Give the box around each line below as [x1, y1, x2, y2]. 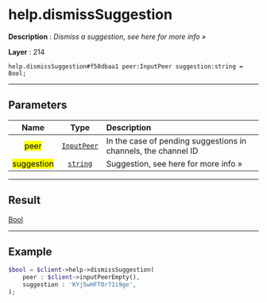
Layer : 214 [8, 47, 45, 56]
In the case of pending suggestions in [106, 135, 247, 146]
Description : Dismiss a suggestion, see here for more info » [8, 32, 207, 41]
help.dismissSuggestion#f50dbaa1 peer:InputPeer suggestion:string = [8, 62, 244, 71]
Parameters [8, 98, 68, 112]
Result [8, 194, 41, 207]
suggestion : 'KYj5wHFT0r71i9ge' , [22, 281, 137, 289]
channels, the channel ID [106, 145, 199, 156]
